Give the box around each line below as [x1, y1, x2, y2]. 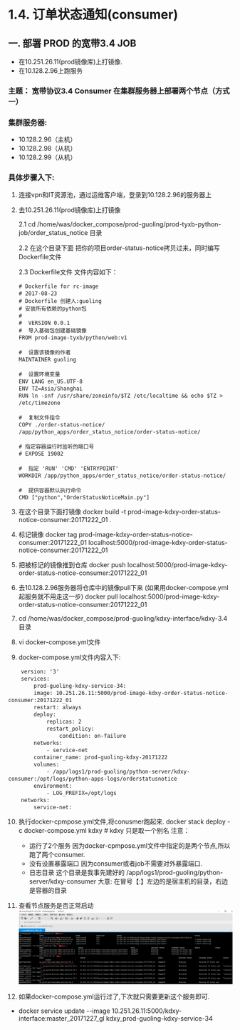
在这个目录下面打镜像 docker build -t [18, 507, 127, 516]
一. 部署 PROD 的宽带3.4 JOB [8, 37, 137, 49]
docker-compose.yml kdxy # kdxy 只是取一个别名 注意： [24, 826, 190, 834]
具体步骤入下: [8, 173, 55, 183]
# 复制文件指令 [18, 414, 61, 421]
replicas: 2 [46, 718, 82, 725]
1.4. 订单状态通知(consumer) [8, 6, 179, 23]
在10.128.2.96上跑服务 [18, 66, 83, 75]
